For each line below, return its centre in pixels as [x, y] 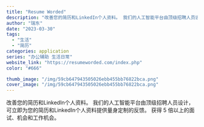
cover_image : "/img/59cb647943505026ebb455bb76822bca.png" [83, 85]
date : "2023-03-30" [31, 29]
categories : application [38, 51]
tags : [13, 34]
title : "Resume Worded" [36, 12]
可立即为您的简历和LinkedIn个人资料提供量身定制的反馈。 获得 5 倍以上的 [98, 110]
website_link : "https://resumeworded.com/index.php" [74, 62]
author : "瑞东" [25, 23]
